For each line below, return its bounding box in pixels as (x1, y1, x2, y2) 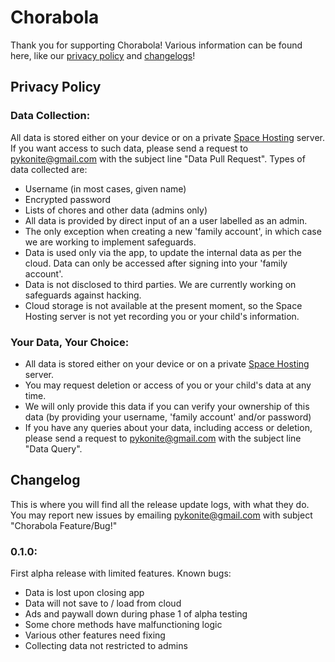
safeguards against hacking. (24, 289, 142, 301)
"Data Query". (24, 442, 83, 455)
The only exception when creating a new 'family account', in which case (24, 225, 322, 237)
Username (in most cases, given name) (24, 182, 187, 195)
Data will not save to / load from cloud (24, 597, 182, 610)
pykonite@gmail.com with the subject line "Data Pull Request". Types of (10, 152, 306, 165)
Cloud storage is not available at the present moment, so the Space (24, 299, 303, 311)
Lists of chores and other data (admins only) (24, 204, 208, 216)
